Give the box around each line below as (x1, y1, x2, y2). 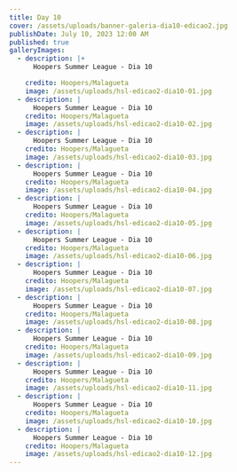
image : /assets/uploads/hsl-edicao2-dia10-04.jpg (25, 185, 213, 195)
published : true (9, 37, 69, 47)
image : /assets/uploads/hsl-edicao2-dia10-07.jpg (25, 285, 213, 294)
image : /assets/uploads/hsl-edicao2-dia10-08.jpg (25, 318, 213, 326)
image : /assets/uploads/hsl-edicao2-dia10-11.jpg (25, 383, 213, 393)
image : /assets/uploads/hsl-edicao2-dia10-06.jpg (25, 252, 213, 261)
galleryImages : (9, 46, 66, 55)
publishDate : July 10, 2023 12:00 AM (9, 29, 149, 38)
